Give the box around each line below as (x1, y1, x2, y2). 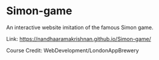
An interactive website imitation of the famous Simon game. (6, 24, 154, 31)
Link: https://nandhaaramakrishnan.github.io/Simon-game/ (6, 35, 151, 42)
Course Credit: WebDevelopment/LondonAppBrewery (6, 46, 139, 54)
